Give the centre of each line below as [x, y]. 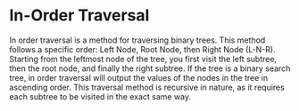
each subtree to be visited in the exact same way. [100, 96]
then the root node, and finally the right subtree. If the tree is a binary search [150, 68]
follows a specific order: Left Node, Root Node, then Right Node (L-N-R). [142, 49]
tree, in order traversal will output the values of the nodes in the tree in [139, 77]
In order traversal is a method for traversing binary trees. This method [137, 40]
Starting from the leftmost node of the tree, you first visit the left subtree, [143, 59]
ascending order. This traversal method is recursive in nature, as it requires [147, 87]
